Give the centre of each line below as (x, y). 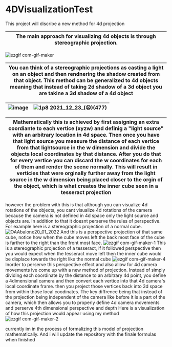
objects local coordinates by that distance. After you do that (86, 154)
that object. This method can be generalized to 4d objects (86, 80)
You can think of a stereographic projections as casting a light (86, 68)
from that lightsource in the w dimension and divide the (86, 147)
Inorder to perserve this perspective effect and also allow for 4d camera (81, 264)
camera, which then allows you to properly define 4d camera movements (82, 302)
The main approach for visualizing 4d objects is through (86, 36)
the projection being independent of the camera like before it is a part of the (85, 297)
